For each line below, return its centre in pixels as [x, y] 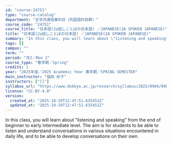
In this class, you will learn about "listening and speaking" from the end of [83, 120]
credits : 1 [17, 67]
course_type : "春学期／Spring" [37, 63]
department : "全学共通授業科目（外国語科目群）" [52, 19]
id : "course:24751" [26, 10]
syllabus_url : [20, 86]
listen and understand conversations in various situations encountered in [82, 131]
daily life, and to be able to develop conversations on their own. [72, 136]
